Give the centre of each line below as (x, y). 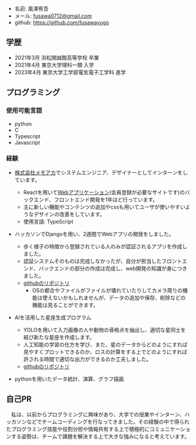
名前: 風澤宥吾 (31, 8)
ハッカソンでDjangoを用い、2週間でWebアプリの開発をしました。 (94, 234)
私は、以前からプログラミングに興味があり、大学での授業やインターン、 (98, 414)
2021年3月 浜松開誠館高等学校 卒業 (57, 57)
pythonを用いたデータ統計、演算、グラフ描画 (69, 379)
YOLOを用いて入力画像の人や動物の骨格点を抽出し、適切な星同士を (104, 330)
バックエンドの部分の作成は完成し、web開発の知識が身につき (113, 268)
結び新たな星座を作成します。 (59, 337)
